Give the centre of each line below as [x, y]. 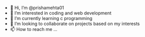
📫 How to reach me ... [34, 29]
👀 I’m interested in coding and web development [61, 13]
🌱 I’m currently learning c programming [51, 18]
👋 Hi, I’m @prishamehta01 [37, 8]
